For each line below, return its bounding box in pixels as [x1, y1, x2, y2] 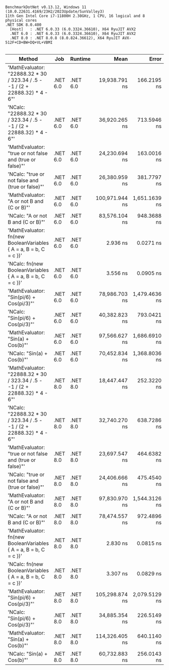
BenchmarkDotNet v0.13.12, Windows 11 [5, 5, 87, 10]
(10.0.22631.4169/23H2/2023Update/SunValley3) [5, 9, 105, 14]
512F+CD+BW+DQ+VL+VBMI [5, 40, 53, 45]
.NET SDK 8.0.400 [5, 22, 42, 27]
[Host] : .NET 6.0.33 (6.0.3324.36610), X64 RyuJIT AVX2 [10, 27, 136, 32]
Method [19, 56, 38, 62]
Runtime [70, 56, 91, 62]
